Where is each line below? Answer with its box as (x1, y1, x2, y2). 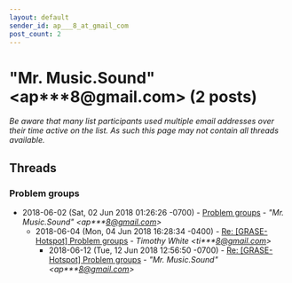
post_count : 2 (9, 29, 62, 38)
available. (9, 135, 46, 145)
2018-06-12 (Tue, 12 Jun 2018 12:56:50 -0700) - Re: (48, 245, 239, 255)
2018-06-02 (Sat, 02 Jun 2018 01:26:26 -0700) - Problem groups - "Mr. (21, 208, 284, 217)
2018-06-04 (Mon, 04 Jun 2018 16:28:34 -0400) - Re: (35, 226, 233, 236)
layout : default (9, 12, 69, 22)
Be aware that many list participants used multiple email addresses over (9, 116, 275, 127)
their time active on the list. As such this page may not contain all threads (9, 125, 280, 136)
